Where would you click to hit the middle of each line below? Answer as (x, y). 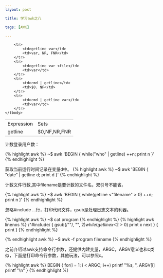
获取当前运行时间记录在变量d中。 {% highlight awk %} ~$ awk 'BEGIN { (77, 169)
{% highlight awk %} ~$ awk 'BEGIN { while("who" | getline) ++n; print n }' (80, 154)
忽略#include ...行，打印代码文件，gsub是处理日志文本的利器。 (68, 210)
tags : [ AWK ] (17, 27)
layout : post (18, 9)
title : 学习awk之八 (23, 18)
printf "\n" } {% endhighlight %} (37, 270)
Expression (20, 124)
